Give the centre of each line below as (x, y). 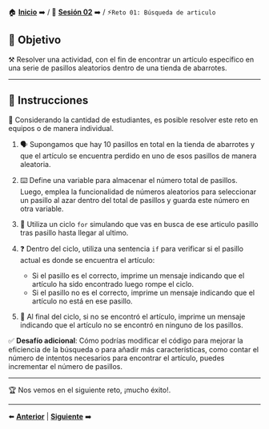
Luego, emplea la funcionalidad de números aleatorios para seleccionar (138, 192)
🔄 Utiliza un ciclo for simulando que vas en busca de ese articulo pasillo (139, 224)
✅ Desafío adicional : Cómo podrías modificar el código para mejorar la (126, 340)
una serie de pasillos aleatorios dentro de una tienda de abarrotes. (118, 68)
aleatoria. (35, 164)
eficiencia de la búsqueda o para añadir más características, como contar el (133, 349)
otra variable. (42, 209)
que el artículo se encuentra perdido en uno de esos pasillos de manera (138, 156)
